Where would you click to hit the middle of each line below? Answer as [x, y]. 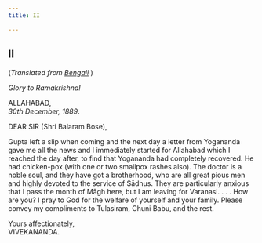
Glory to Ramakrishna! [44, 88]
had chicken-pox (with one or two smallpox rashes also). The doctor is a [125, 167]
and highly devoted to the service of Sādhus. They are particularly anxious [129, 183]
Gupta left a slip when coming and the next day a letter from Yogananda [124, 142]
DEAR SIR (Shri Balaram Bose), [58, 127]
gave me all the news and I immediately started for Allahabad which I [119, 151]
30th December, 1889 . [44, 111]
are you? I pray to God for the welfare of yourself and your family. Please [126, 200]
